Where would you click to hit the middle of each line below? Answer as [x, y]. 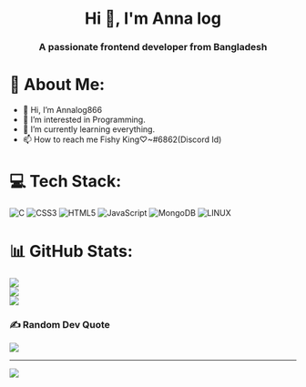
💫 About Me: [57, 85]
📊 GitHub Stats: [71, 252]
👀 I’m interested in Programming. [84, 120]
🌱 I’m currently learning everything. [89, 129]
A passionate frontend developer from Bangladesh [153, 47]
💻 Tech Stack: [66, 182]
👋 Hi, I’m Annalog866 [62, 110]
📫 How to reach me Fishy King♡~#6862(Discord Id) [122, 139]
